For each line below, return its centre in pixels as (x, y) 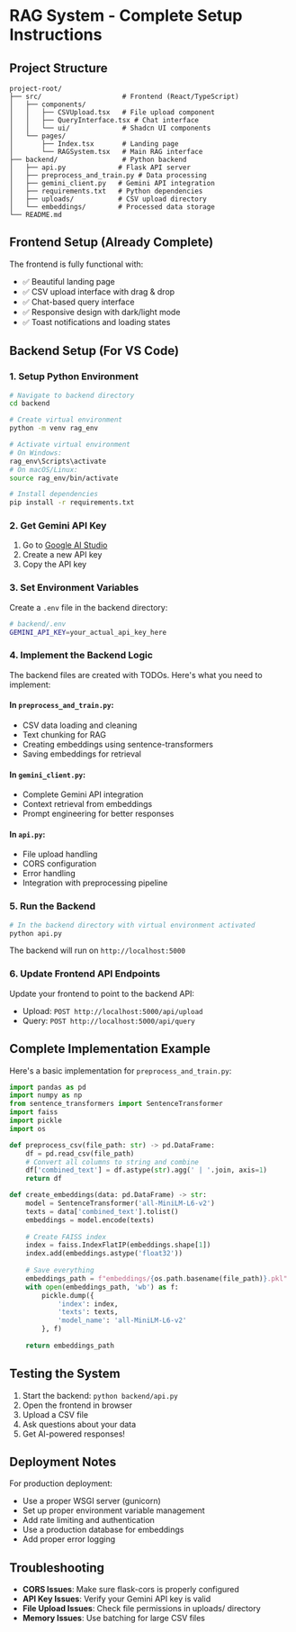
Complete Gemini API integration (83, 794)
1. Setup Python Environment (74, 376)
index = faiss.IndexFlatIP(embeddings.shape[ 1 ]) (118, 1245)
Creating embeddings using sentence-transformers (118, 744)
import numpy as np (46, 1095)
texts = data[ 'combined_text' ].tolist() (102, 1211)
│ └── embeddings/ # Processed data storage (112, 207)
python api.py (36, 933)
